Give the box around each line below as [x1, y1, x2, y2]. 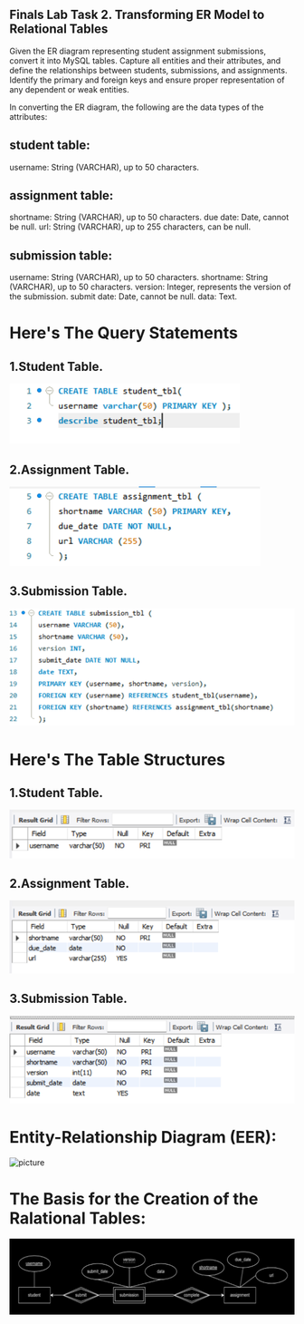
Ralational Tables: [9, 1208, 147, 1229]
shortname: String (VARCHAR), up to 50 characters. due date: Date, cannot [9, 212, 290, 223]
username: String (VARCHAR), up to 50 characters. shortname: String [9, 272, 269, 283]
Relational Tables [9, 22, 109, 37]
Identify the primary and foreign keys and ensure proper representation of [9, 74, 285, 85]
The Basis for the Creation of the [9, 1189, 259, 1210]
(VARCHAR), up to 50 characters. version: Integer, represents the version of [9, 281, 291, 293]
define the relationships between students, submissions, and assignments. [9, 64, 288, 75]
